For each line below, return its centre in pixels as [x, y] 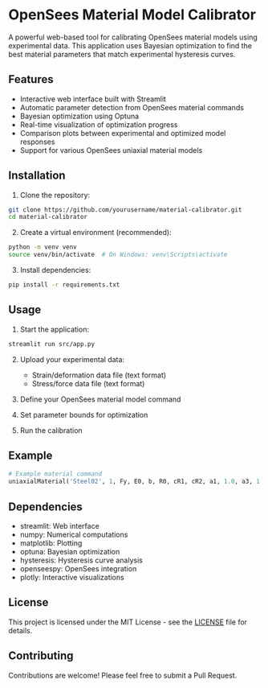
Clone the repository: [55, 195]
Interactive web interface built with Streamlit [93, 99]
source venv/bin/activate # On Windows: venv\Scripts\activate [118, 255]
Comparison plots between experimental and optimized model [123, 133]
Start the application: [55, 329]
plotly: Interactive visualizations [72, 577]
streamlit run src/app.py [51, 344]
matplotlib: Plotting [51, 543]
